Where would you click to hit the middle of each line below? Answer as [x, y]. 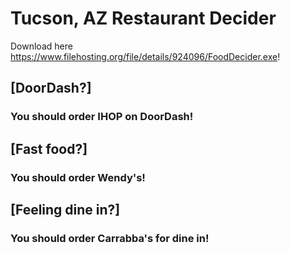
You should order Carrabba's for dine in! [110, 238]
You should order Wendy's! [78, 177]
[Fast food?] [49, 148]
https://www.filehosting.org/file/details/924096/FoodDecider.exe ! [145, 56]
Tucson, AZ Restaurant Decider [143, 18]
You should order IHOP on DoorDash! [102, 117]
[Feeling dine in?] [65, 209]
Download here [41, 46]
